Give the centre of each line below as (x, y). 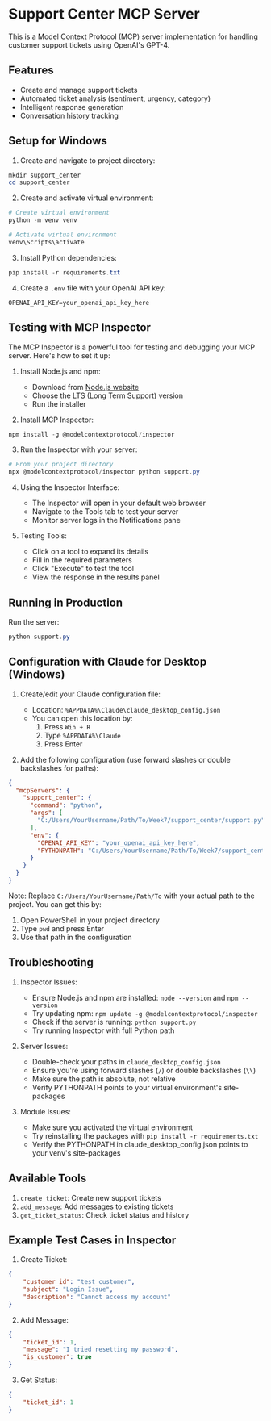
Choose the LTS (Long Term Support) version (108, 395)
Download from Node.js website (85, 387)
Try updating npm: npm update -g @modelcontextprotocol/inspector (145, 1013)
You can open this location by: (82, 718)
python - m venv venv (43, 220)
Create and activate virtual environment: (87, 198)
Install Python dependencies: (68, 257)
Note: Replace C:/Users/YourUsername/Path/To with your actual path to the (132, 896)
